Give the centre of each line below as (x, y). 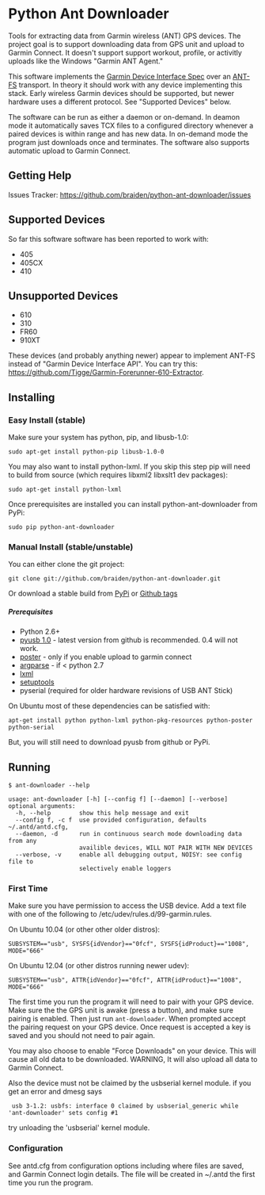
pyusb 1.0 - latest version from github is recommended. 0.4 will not (129, 640)
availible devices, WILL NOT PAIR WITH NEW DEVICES (166, 848)
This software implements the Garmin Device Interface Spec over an (119, 76)
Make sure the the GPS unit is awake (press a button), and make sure (121, 1010)
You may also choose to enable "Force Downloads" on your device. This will (132, 1051)
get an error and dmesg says (55, 1092)
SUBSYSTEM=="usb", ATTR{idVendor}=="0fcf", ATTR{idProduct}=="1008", (125, 980)
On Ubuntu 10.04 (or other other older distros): (84, 929)
